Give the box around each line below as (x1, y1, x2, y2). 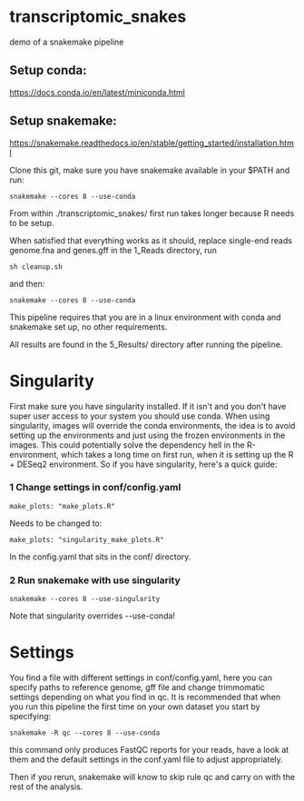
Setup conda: (9, 63, 87, 78)
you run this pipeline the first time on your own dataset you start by (9, 701, 260, 712)
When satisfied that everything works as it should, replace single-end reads (9, 234, 293, 246)
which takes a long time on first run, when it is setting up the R (60, 449, 294, 460)
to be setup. (9, 217, 54, 228)
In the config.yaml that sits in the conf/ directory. (9, 551, 191, 562)
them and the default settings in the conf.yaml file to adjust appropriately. (9, 754, 283, 765)
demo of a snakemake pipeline (9, 36, 124, 47)
